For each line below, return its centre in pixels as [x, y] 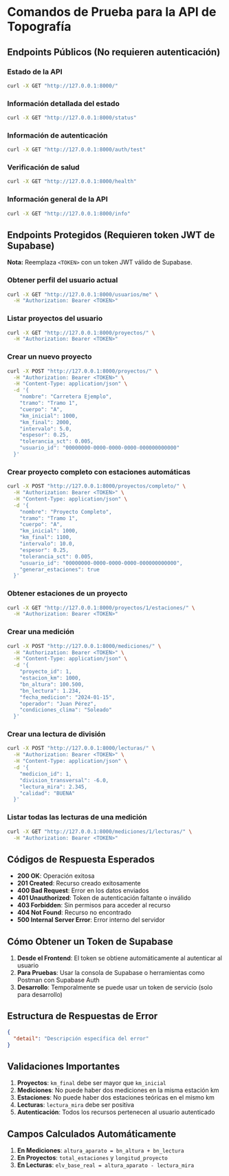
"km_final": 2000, [46, 422]
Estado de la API [35, 72]
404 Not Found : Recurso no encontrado [74, 912]
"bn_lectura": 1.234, [50, 691]
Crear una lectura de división [56, 734]
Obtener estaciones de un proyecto [67, 594]
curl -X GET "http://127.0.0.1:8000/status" [72, 118]
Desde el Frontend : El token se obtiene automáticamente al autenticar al [119, 958]
